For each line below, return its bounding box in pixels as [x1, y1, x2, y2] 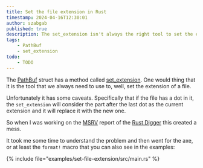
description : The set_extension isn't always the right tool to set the [6, 31, 193, 37]
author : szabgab [6, 20, 47, 26]
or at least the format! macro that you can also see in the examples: [6, 143, 175, 150]
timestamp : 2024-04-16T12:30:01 [6, 15, 88, 21]
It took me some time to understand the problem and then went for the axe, [6, 137, 193, 144]
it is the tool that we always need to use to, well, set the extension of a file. [6, 82, 192, 89]
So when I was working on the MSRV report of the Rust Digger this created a [6, 118, 197, 126]
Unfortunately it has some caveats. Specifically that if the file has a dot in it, [6, 94, 195, 102]
